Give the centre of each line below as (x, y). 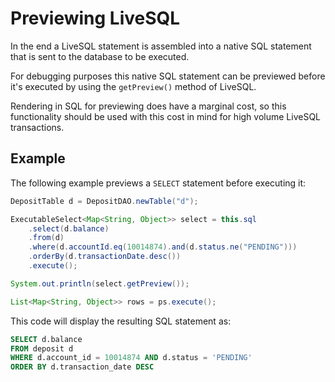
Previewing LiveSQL (95, 18)
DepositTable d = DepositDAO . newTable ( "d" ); (104, 201)
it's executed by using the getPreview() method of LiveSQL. (133, 86)
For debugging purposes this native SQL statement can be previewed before (168, 76)
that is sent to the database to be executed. (100, 56)
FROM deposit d (42, 348)
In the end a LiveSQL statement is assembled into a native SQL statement (161, 46)
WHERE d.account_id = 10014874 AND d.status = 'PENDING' (131, 358)
